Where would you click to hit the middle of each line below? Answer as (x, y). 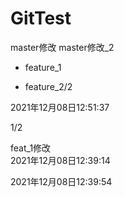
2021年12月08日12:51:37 (60, 107)
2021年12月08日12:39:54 (61, 181)
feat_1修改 (31, 148)
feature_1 (43, 67)
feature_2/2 (48, 86)
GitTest (41, 18)
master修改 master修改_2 (62, 47)
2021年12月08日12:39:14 (60, 160)
